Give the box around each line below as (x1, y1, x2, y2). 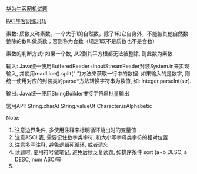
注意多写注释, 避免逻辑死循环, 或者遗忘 (14, 141, 109, 148)
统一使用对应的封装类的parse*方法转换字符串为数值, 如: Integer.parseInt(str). (6, 77, 192, 84)
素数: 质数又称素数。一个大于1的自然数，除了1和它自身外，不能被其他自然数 (6, 30, 189, 37)
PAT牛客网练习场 (6, 18, 47, 25)
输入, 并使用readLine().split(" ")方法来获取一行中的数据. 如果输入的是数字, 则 (6, 70, 191, 77)
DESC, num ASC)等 (14, 156, 62, 163)
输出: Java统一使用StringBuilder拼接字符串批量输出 (6, 90, 129, 97)
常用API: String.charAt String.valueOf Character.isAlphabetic (6, 103, 152, 109)
